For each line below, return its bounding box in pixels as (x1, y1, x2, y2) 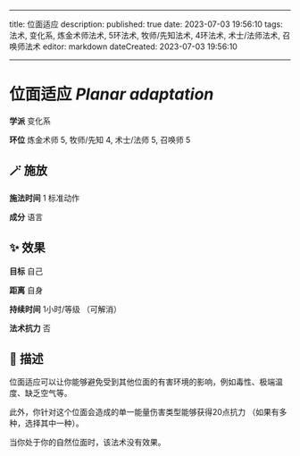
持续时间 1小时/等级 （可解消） (9, 303, 122, 314)
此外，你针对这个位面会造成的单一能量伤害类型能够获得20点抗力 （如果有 (9, 407, 279, 418)
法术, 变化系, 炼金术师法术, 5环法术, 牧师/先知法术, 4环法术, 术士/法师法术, (9, 30, 281, 40)
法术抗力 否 (9, 323, 51, 334)
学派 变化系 (9, 115, 51, 126)
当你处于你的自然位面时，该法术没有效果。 (9, 437, 166, 448)
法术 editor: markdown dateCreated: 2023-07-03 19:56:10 (24, 41, 238, 52)
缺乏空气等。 (24, 388, 72, 399)
